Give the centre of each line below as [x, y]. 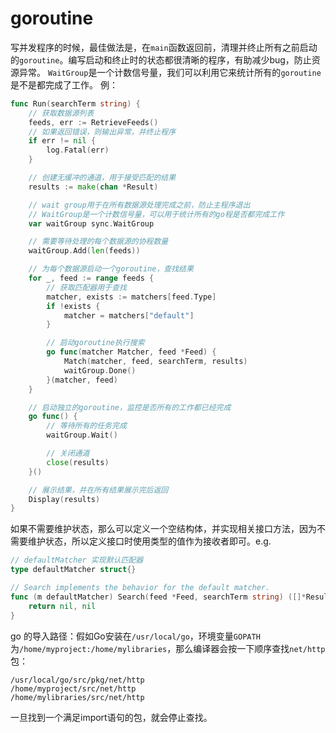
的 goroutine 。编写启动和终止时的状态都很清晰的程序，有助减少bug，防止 [161, 59]
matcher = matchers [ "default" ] [129, 315]
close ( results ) [78, 462]
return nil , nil [62, 606]
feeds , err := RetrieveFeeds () [93, 122]
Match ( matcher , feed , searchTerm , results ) [155, 362]
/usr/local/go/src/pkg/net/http [77, 680]
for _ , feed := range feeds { [91, 278]
